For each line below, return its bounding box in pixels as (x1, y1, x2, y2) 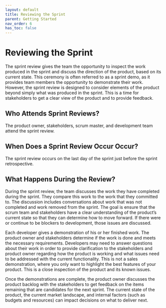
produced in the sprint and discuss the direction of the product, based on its (5, 69, 162, 75)
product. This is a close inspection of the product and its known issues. (5, 266, 152, 272)
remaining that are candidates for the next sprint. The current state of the (5, 286, 155, 293)
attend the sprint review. (5, 127, 55, 134)
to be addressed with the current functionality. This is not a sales (5, 256, 138, 262)
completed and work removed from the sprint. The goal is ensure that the (5, 204, 156, 210)
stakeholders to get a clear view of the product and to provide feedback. (5, 95, 154, 101)
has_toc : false (5, 26, 37, 31)
